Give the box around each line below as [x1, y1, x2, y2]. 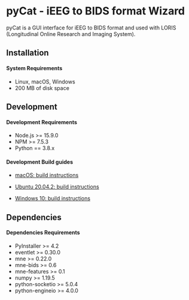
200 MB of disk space [14, 84, 70, 91]
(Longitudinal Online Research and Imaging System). [6, 30, 136, 37]
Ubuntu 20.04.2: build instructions [14, 183, 100, 190]
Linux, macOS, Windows [14, 78, 76, 85]
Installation [6, 48, 49, 58]
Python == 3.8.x [14, 145, 55, 152]
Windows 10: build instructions [14, 195, 91, 202]
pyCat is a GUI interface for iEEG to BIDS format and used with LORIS [6, 24, 176, 31]
